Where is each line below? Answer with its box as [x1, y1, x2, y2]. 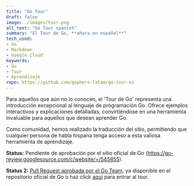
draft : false [6, 14, 38, 20]
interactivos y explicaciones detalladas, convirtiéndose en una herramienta [6, 108, 187, 115]
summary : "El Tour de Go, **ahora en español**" [6, 31, 127, 36]
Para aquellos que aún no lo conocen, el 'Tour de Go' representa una [6, 96, 172, 103]
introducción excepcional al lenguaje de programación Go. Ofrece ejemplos [6, 102, 188, 109]
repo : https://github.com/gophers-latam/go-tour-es [6, 80, 134, 86]
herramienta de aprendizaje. [6, 138, 74, 145]
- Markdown [6, 47, 33, 53]
